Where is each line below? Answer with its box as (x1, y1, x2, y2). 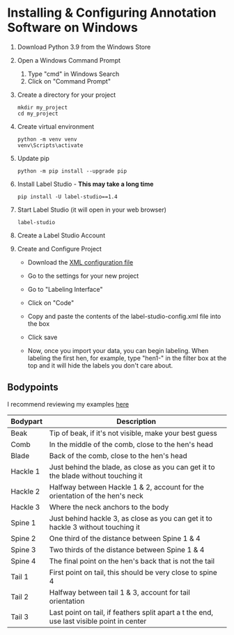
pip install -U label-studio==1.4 (17, 193, 118, 200)
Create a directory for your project (17, 91, 116, 99)
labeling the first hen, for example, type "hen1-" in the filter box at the (27, 354, 227, 362)
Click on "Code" (27, 298, 75, 307)
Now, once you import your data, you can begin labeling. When (27, 346, 209, 354)
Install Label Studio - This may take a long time (17, 180, 154, 188)
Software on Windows (7, 19, 138, 36)
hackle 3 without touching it (49, 522, 141, 532)
